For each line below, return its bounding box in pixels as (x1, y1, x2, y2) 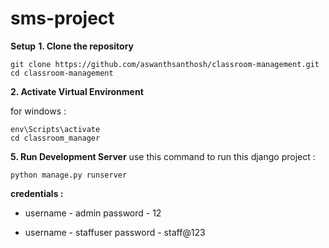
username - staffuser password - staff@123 (24, 226, 206, 238)
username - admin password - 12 (24, 207, 162, 219)
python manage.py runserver (10, 170, 128, 180)
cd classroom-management (10, 68, 114, 78)
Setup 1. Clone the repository (10, 40, 135, 52)
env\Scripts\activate (10, 124, 101, 134)
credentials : (10, 187, 64, 199)
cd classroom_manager (10, 133, 101, 143)
